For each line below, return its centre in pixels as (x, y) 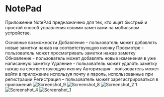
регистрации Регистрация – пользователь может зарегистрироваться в (82, 79)
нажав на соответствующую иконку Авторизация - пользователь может (82, 69)
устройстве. (18, 33)
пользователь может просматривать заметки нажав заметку (70, 53)
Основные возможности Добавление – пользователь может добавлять (81, 42)
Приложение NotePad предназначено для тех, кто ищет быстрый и (76, 22)
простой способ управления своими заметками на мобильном (72, 27)
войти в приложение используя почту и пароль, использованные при (79, 74)
